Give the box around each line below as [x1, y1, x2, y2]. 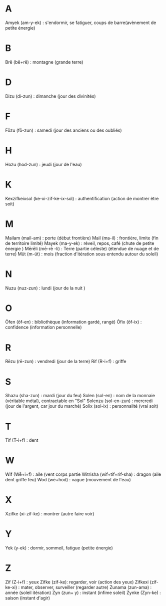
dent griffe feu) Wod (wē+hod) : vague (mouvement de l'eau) [5, 477, 131, 483]
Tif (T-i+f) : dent [5, 437, 38, 443]
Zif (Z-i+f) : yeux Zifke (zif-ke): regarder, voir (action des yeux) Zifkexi [5, 579, 149, 585]
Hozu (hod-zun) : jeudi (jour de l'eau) [5, 161, 82, 167]
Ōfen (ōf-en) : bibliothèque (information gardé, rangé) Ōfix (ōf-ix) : [5, 319, 142, 325]
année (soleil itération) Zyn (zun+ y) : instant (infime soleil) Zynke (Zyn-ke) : [5, 589, 161, 595]
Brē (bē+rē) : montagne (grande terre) [5, 59, 83, 65]
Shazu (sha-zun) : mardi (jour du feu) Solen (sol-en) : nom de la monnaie [5, 393, 155, 399]
